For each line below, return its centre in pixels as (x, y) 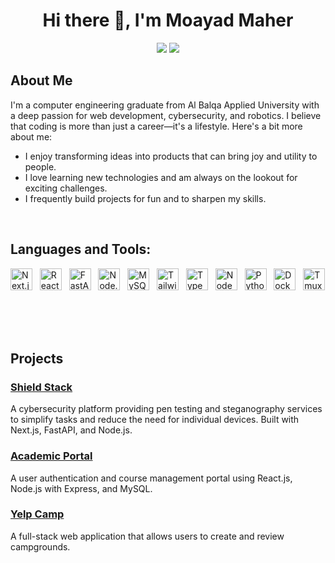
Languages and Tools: (81, 249)
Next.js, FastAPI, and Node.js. (71, 430)
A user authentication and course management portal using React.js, (151, 478)
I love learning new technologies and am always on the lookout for (161, 177)
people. (40, 166)
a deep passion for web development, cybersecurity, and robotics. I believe (166, 115)
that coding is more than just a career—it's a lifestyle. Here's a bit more (156, 126)
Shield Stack (41, 387)
